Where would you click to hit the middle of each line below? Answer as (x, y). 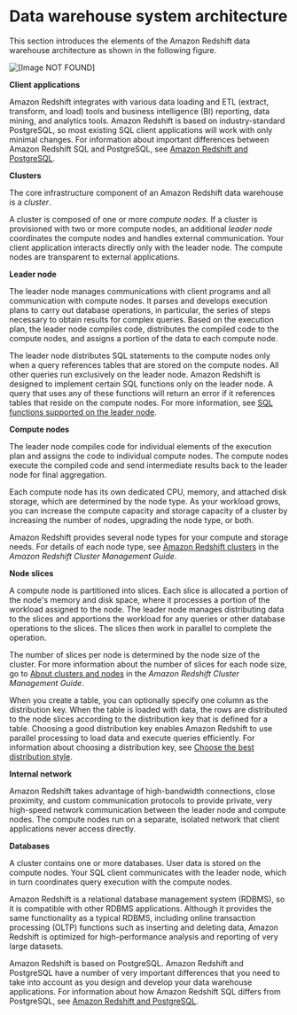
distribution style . (41, 756)
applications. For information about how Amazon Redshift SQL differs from (145, 991)
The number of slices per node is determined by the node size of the (135, 654)
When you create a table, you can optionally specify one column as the (139, 700)
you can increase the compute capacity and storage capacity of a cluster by (148, 511)
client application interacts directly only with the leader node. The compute (146, 247)
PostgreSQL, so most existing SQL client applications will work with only (141, 129)
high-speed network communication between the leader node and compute (148, 809)
